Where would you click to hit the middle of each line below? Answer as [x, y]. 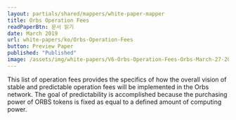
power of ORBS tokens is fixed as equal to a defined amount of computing [114, 102]
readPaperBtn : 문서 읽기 [41, 27]
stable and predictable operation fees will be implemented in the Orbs [108, 87]
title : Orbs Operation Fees [48, 20]
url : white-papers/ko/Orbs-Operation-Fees [70, 40]
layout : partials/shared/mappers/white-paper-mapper [86, 14]
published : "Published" [42, 53]
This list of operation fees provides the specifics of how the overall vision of [117, 79]
